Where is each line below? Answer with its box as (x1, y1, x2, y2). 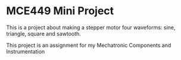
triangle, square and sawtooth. (6, 30, 82, 37)
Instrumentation (6, 48, 45, 55)
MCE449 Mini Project (6, 4, 114, 18)
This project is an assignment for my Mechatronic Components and (6, 42, 171, 49)
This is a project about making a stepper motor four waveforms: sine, (6, 24, 176, 31)
